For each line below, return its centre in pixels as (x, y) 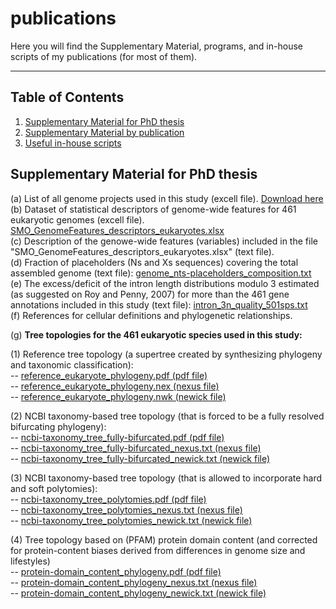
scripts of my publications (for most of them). (104, 56)
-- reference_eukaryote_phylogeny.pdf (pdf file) (109, 375)
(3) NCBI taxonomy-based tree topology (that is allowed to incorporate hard (166, 478)
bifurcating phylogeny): (58, 426)
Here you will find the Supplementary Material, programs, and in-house (156, 46)
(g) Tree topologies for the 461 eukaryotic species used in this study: (156, 334)
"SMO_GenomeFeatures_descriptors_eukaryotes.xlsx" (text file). (142, 251)
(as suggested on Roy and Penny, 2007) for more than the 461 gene (150, 294)
